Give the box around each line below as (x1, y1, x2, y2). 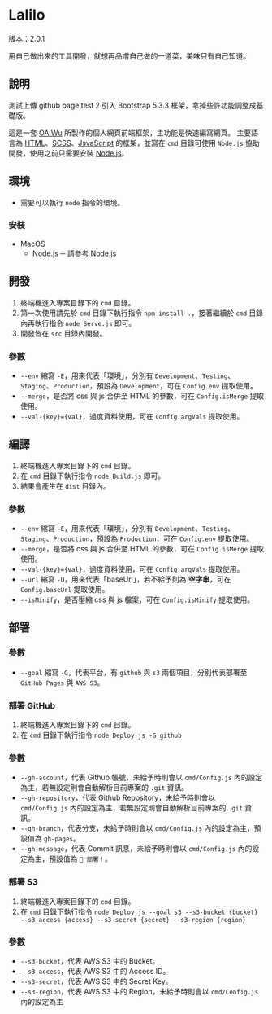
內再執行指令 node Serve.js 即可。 (19, 318, 136, 327)
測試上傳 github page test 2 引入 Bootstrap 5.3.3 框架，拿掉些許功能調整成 (8, 100, 257, 110)
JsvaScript (78, 138, 114, 147)
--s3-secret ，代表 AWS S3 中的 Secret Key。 (19, 976, 173, 986)
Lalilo (8, 6, 46, 24)
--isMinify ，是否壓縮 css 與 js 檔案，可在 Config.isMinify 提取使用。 (19, 595, 254, 604)
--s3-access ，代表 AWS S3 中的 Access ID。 (19, 966, 171, 976)
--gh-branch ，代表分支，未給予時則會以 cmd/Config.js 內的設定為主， (19, 823, 254, 833)
